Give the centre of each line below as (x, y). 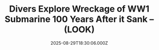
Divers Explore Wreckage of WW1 (79, 9)
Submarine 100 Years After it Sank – (79, 19)
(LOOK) (79, 30)
